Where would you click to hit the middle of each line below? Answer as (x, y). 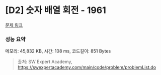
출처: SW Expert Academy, (45, 62)
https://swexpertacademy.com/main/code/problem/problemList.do (87, 67)
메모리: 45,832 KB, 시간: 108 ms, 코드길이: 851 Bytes (58, 51)
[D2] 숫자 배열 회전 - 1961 (56, 10)
